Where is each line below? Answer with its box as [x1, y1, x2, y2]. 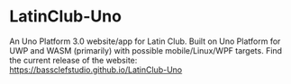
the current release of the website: [9, 55, 138, 65]
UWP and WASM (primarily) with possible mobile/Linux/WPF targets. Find [9, 45, 282, 55]
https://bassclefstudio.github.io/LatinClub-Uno [9, 64, 183, 75]
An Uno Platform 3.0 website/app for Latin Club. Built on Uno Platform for [9, 36, 281, 46]
